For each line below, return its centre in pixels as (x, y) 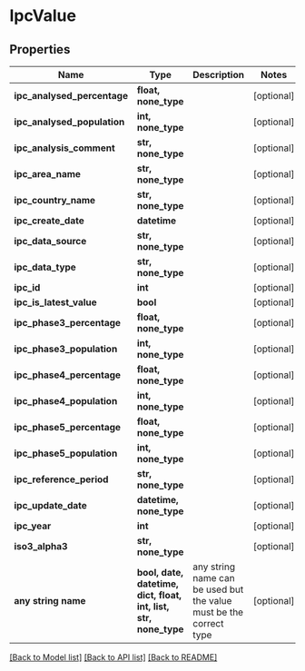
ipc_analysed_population (69, 122)
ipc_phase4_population (66, 401)
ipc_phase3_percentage (67, 323)
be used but (218, 589)
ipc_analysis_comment (64, 148)
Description (219, 75)
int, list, (153, 607)
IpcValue (43, 16)
